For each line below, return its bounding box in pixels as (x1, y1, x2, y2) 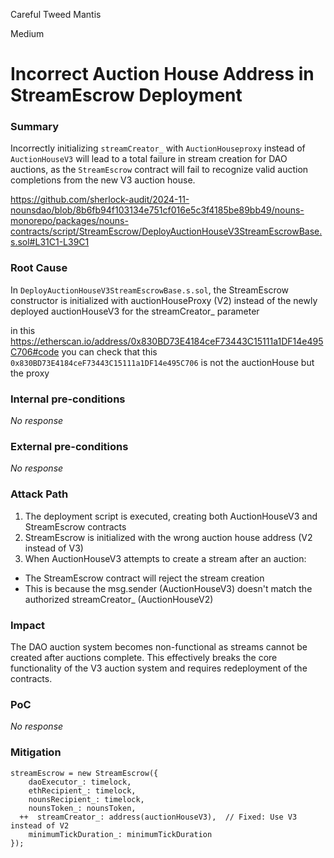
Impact (10, 618, 46, 632)
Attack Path (10, 487, 69, 501)
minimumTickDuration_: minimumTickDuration (28, 829, 213, 839)
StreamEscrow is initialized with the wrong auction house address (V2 (24, 531, 313, 543)
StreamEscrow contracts (24, 520, 127, 533)
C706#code (10, 345, 60, 358)
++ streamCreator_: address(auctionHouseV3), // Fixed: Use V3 (19, 812, 298, 822)
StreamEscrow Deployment (10, 84, 243, 107)
